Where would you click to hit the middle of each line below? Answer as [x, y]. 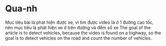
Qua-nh [21, 9]
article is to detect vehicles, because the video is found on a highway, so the [83, 33]
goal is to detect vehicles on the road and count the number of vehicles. [79, 38]
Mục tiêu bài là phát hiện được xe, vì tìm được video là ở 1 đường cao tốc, [80, 22]
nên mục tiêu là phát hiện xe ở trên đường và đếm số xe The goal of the [78, 27]
